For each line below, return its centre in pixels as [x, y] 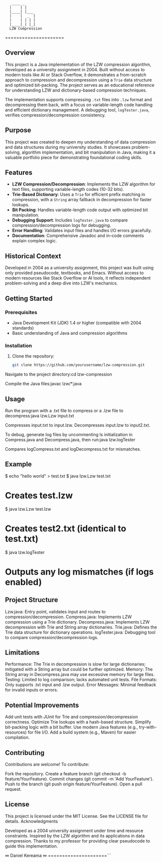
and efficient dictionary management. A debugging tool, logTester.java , [77, 110]
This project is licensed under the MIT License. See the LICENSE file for [77, 816]
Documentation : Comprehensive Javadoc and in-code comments [78, 235]
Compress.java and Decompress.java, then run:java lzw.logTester [70, 439]
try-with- [148, 727]
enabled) [24, 582]
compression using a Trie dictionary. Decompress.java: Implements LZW [77, 622]
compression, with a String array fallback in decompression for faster [82, 200]
